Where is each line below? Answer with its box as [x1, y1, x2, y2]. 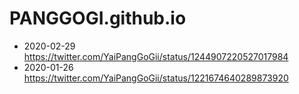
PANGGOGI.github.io [9, 7, 187, 30]
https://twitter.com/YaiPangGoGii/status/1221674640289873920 [23, 72, 289, 84]
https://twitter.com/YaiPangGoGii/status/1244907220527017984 [23, 50, 289, 62]
